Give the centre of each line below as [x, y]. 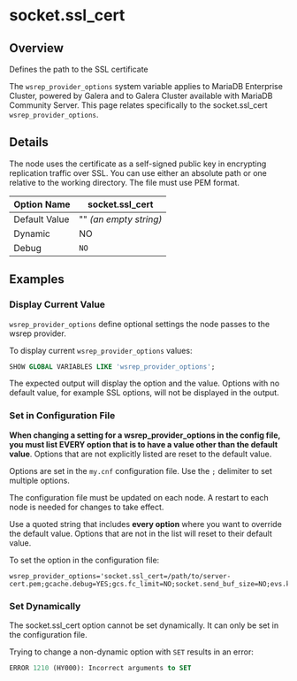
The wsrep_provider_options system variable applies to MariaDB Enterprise [146, 86]
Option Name [42, 204]
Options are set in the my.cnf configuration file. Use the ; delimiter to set [141, 471]
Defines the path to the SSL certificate [79, 69]
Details [29, 142]
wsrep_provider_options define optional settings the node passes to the [140, 324]
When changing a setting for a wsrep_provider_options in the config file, [145, 435]
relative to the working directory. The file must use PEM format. [125, 182]
